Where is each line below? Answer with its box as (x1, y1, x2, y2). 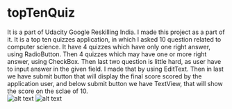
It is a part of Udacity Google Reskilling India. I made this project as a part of (7, 28, 225, 36)
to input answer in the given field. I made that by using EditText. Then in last (7, 65, 224, 73)
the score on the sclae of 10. (7, 87, 88, 95)
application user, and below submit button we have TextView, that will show (7, 79, 224, 87)
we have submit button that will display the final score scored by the (7, 72, 202, 81)
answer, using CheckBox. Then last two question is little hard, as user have (7, 57, 222, 65)
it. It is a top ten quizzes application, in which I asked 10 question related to (7, 35, 222, 43)
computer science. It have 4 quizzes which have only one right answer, (7, 42, 210, 51)
